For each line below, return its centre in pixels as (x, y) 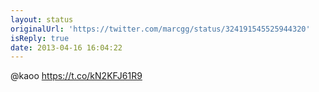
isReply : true (40, 38)
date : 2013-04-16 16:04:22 (66, 47)
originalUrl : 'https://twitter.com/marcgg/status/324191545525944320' (160, 29)
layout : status (42, 19)
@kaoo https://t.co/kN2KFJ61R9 (76, 76)
